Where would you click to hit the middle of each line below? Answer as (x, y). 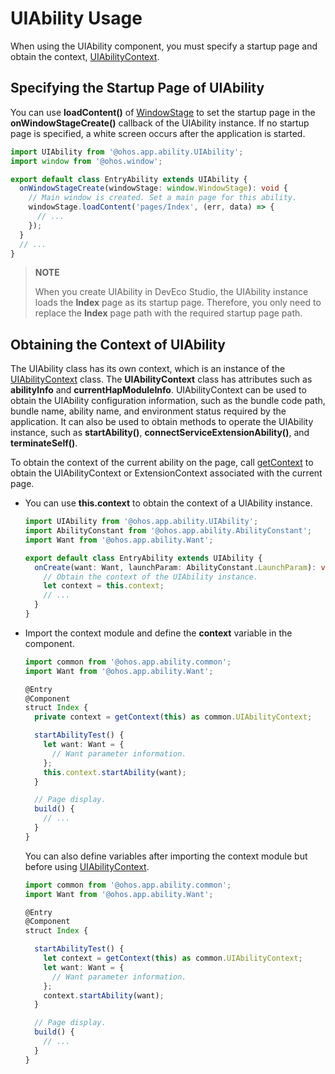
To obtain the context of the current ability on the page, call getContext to (162, 463)
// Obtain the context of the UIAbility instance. (151, 577)
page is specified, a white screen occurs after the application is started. (158, 133)
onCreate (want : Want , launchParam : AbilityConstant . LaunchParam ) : (175, 567)
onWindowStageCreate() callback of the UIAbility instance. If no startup (160, 123)
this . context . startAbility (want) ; (115, 772)
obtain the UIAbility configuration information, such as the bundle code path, (168, 401)
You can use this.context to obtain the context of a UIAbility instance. (168, 503)
